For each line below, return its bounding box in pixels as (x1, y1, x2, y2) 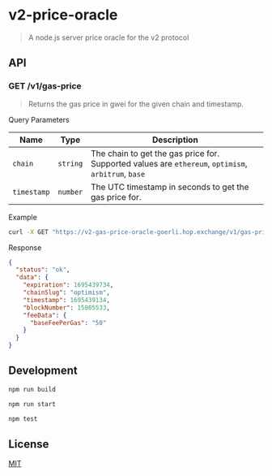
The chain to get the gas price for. (90, 148, 220, 159)
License (8, 437, 49, 451)
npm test (8, 414, 38, 423)
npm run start (8, 400, 57, 408)
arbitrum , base (90, 168, 146, 180)
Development (8, 364, 79, 378)
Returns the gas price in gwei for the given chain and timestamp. (28, 99, 244, 109)
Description (152, 134, 198, 145)
